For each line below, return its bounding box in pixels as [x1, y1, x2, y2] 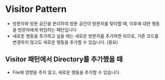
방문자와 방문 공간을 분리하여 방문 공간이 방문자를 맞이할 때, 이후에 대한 [12, 20, 151, 26]
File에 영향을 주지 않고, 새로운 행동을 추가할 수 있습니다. [12, 69, 121, 75]
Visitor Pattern [5, 3, 67, 15]
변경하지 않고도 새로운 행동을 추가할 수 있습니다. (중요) [12, 39, 118, 45]
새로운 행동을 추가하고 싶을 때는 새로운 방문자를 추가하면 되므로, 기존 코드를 [12, 33, 159, 39]
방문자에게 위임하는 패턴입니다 [17, 26, 77, 33]
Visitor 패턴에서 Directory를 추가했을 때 [5, 55, 123, 64]
